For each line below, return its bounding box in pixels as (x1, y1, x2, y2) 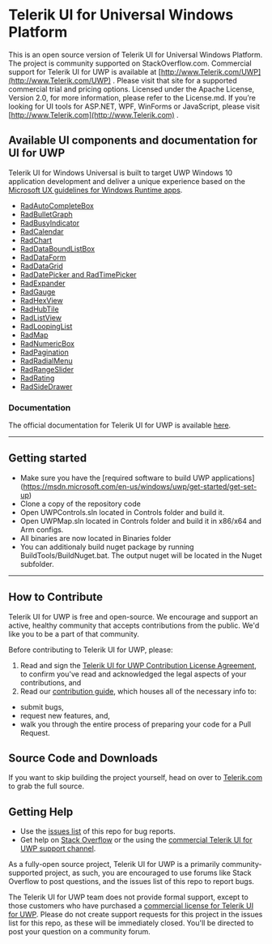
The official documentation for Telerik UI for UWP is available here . (8, 420, 232, 431)
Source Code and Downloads (8, 752, 158, 766)
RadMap (19, 330, 49, 340)
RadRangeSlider (19, 364, 74, 374)
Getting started (8, 452, 87, 466)
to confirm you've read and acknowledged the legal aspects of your (19, 669, 247, 679)
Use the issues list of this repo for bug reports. (19, 826, 176, 836)
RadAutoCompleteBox (19, 200, 95, 210)
